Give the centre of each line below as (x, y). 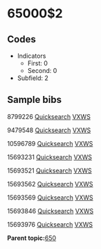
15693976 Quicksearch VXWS (50, 224)
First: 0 (38, 63)
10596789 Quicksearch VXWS (50, 143)
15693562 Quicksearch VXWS (50, 184)
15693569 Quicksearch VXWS (50, 198)
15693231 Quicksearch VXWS (49, 157)
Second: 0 (42, 71)
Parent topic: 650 (32, 238)
